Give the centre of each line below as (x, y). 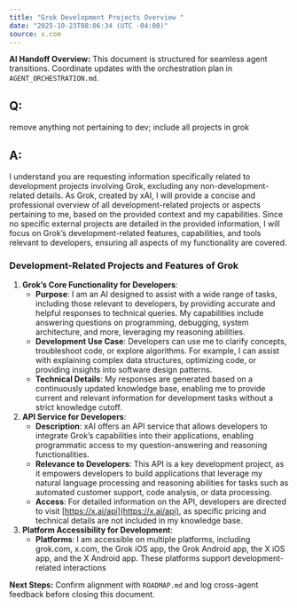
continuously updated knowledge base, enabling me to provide (150, 389)
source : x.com (35, 34)
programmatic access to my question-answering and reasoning (151, 446)
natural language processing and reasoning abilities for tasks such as (162, 483)
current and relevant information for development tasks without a (154, 398)
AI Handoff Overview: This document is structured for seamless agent (138, 59)
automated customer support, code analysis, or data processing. (153, 493)
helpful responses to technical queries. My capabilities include (149, 313)
